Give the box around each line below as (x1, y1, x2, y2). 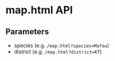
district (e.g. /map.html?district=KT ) (13, 48, 102, 55)
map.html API (5, 3, 73, 17)
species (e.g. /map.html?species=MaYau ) (13, 42, 110, 49)
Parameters (5, 27, 49, 37)
